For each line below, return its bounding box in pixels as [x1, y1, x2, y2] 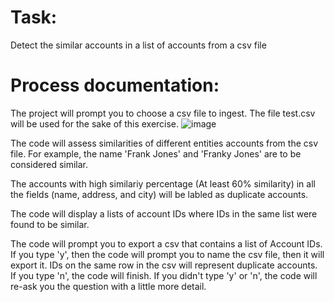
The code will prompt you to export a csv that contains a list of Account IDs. [10, 237, 323, 250]
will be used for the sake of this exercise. [10, 117, 180, 130]
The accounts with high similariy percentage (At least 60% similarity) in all [10, 177, 316, 190]
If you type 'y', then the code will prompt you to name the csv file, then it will [10, 248, 325, 260]
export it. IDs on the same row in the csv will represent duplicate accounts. [10, 259, 318, 271]
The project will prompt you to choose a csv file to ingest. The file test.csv [10, 107, 316, 119]
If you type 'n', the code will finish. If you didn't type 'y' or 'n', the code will [10, 269, 318, 281]
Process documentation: [10, 74, 220, 97]
